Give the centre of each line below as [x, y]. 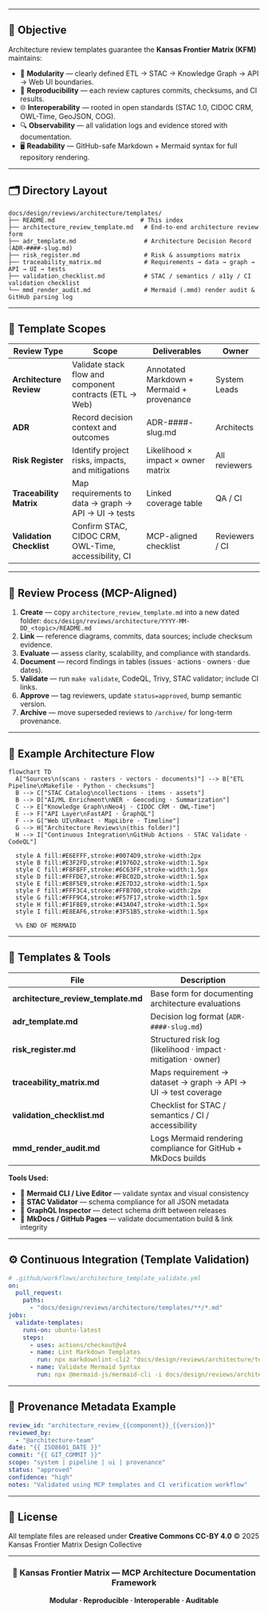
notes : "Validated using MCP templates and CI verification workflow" [128, 1485]
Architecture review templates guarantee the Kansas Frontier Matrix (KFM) [132, 49]
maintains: [25, 57]
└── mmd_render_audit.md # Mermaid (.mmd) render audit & [132, 290]
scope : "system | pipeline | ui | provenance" [87, 1463]
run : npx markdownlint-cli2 [83, 1360]
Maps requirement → [189, 1072]
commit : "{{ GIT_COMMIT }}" [55, 1455]
